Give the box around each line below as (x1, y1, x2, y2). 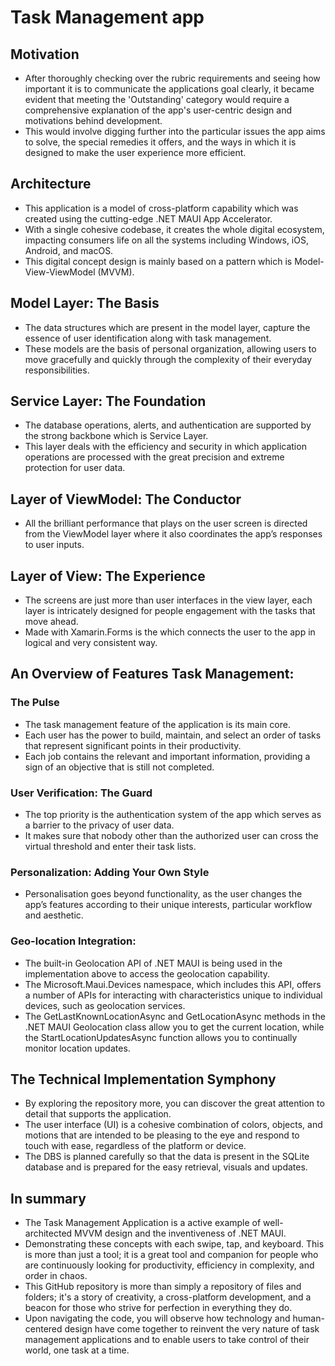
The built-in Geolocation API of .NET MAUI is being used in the (24, 957, 283, 969)
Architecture (10, 176, 92, 193)
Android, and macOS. (24, 244, 114, 256)
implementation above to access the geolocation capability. (24, 967, 271, 980)
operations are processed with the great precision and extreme (24, 451, 285, 463)
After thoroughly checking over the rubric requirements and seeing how (24, 72, 321, 84)
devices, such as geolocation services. (24, 999, 186, 1011)
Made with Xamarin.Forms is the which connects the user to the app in (24, 626, 316, 638)
